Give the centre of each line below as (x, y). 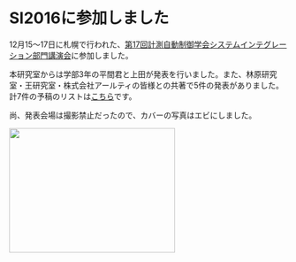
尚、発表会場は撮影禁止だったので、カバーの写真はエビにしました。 (133, 115)
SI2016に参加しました (89, 18)
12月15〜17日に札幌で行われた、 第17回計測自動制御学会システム (125, 44)
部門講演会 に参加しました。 (83, 55)
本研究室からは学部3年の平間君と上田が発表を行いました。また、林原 (136, 74)
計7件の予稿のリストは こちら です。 (73, 96)
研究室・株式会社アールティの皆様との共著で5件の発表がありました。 (158, 85)
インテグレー (263, 44)
